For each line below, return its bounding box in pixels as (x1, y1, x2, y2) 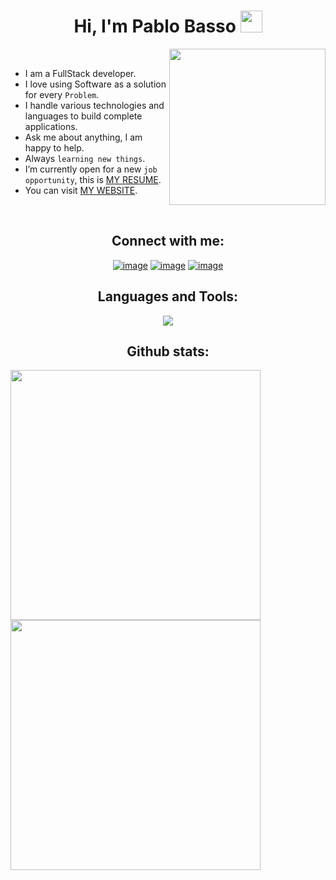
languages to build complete (24, 110, 143, 122)
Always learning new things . (24, 152, 146, 164)
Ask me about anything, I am (24, 131, 143, 143)
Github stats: (126, 343, 210, 360)
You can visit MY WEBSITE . (24, 184, 138, 196)
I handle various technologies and (24, 99, 165, 111)
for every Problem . (24, 88, 100, 100)
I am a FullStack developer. (24, 67, 137, 79)
